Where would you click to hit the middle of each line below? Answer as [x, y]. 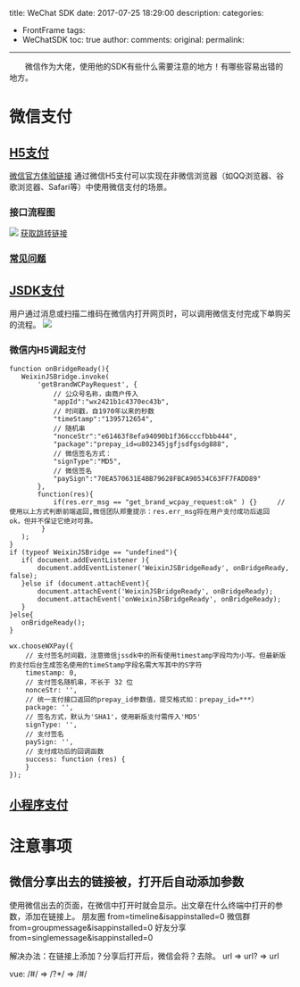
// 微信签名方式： [83, 454]
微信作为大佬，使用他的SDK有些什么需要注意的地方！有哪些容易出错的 [154, 66]
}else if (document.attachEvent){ [85, 584]
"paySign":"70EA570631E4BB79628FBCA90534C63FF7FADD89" [157, 479]
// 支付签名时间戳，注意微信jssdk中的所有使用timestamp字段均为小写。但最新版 [156, 656]
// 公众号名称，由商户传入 [96, 394]
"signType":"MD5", [87, 462]
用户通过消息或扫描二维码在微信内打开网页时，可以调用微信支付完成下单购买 [150, 314]
